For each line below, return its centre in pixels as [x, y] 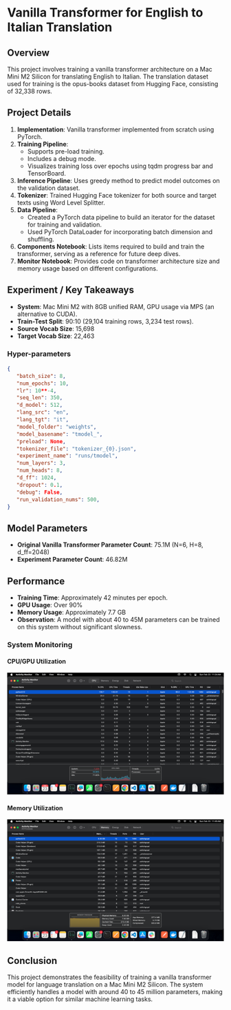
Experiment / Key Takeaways [70, 290]
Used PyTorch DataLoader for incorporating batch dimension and [120, 231]
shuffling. [41, 239]
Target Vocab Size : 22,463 [56, 336]
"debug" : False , [40, 492]
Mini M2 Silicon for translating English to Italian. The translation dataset [108, 76]
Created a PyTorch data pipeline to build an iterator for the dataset [121, 217]
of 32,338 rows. [30, 91]
